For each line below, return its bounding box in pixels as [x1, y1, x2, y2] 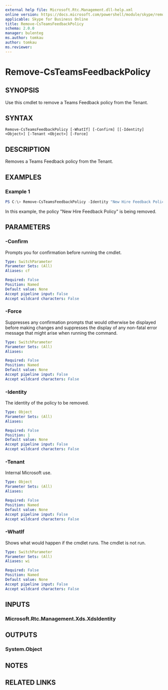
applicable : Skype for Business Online [5, 17, 88, 22]
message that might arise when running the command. [5, 330, 118, 336]
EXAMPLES [5, 173, 41, 181]
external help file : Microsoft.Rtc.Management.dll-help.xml [5, 7, 133, 13]
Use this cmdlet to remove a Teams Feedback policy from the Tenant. [5, 99, 148, 105]
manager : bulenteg [5, 31, 43, 36]
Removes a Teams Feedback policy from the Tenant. [5, 158, 113, 164]
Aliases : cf [5, 269, 30, 274]
